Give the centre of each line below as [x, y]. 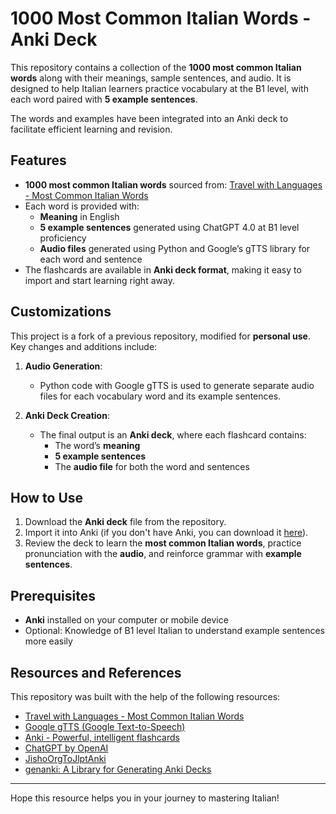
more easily [48, 641]
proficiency [63, 238]
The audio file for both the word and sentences [152, 466]
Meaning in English [79, 216]
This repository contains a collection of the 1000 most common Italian [156, 67]
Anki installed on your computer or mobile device [126, 620]
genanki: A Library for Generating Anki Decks [118, 769]
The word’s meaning [97, 445]
